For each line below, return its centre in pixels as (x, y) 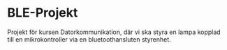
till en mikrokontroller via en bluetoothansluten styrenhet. (89, 39)
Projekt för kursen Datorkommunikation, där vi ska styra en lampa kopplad (114, 32)
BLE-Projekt (43, 13)
